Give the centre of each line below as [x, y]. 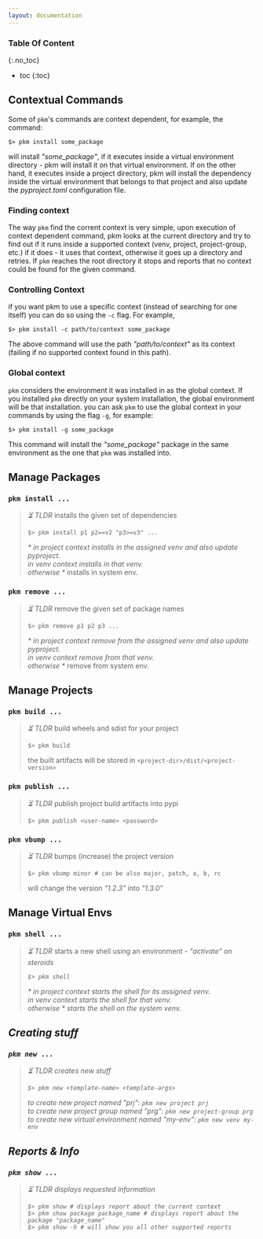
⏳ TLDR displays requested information [91, 1189]
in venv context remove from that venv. [91, 657]
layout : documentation [45, 15]
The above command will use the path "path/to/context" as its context [122, 344]
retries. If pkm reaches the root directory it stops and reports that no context [130, 261]
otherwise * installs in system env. [82, 572]
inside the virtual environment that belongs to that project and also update [128, 181]
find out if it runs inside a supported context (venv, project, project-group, [128, 244]
